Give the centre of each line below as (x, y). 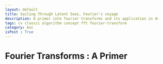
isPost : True (19, 32)
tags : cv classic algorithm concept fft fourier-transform (66, 23)
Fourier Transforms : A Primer (66, 56)
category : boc (19, 28)
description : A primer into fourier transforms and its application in (79, 18)
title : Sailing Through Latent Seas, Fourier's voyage (62, 14)
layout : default (21, 9)
